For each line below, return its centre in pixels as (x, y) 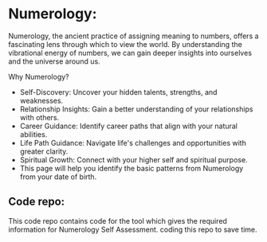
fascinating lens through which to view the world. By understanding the (126, 44)
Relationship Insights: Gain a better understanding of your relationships (136, 109)
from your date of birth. (58, 177)
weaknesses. (41, 100)
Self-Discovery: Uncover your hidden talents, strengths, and (118, 92)
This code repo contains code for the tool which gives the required (118, 221)
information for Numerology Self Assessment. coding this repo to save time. (133, 229)
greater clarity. (44, 151)
